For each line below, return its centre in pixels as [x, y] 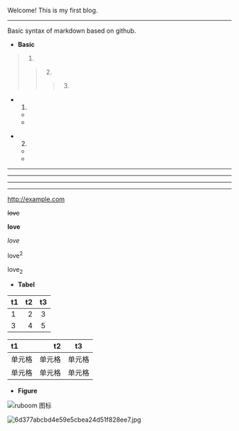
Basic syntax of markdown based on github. [72, 31]
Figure [27, 391]
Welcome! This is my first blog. [53, 10]
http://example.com [36, 199]
